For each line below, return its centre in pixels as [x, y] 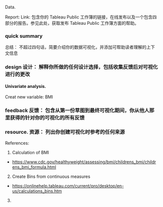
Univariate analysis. [25, 86]
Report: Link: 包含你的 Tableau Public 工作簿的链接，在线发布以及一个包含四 [81, 17]
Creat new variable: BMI [29, 97]
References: [17, 143]
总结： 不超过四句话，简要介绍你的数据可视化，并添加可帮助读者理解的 [76, 47]
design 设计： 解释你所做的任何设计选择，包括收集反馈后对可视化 [81, 67]
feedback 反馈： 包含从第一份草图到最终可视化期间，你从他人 [77, 110]
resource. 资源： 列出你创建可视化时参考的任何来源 [65, 132]
